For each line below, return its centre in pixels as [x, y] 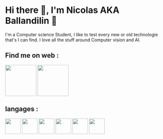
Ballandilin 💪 [31, 21]
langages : [22, 109]
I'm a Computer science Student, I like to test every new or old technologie [81, 34]
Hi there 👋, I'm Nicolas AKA [62, 10]
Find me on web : [32, 56]
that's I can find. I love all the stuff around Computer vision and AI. [73, 40]
